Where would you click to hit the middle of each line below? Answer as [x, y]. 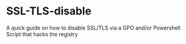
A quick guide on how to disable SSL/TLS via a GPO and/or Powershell [94, 28]
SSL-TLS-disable [49, 11]
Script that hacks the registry [42, 34]
